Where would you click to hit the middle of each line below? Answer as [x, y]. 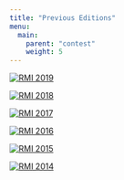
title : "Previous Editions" [63, 18]
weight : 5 [45, 52]
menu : [20, 26]
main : [28, 35]
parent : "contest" [61, 43]
